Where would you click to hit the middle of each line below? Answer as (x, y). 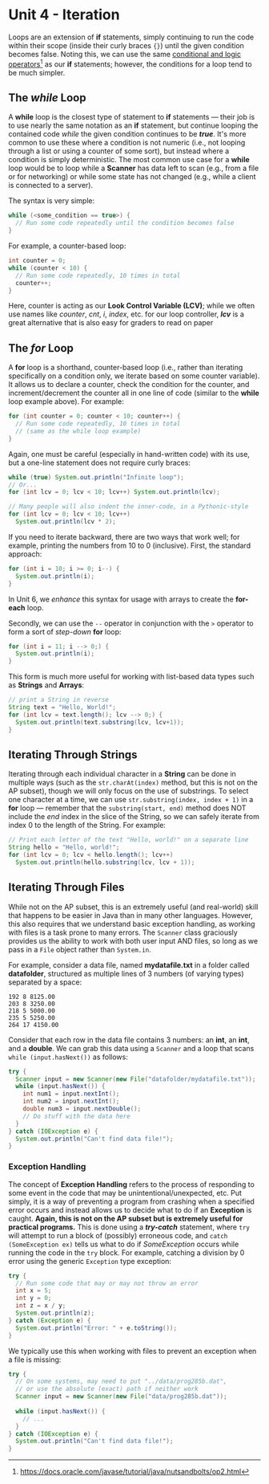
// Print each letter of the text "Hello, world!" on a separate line (128, 840)
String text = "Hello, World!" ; (62, 707)
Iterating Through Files (66, 888)
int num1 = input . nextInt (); (71, 1094)
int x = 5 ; (34, 1290)
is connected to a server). (51, 185)
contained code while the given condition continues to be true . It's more (127, 134)
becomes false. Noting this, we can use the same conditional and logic (125, 54)
